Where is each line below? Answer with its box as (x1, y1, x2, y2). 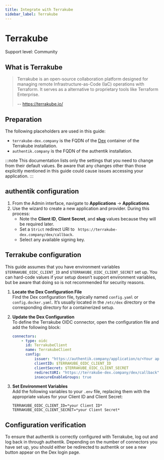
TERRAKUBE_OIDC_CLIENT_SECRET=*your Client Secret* (12, 408, 120, 413)
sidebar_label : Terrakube (5, 12, 58, 17)
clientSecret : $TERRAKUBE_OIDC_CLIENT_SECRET (34, 365, 129, 371)
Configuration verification (5, 421, 87, 429)
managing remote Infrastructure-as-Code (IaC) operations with (17, 81, 144, 87)
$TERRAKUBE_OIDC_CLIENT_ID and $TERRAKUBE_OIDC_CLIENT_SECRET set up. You (5, 269, 158, 275)
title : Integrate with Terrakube (5, 7, 73, 12)
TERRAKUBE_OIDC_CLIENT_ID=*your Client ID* (12, 403, 103, 408)
